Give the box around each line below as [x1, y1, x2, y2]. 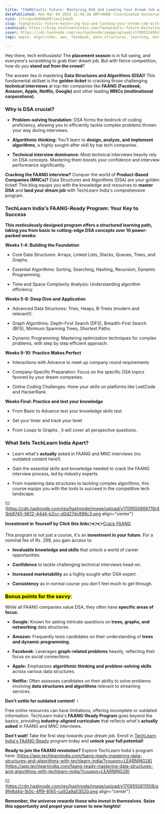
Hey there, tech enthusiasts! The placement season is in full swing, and [5, 52, 151, 58]
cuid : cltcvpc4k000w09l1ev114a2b [5, 16, 74, 21]
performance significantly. [12, 162, 66, 168]
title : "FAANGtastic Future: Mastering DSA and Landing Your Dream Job [5, 7, 155, 12]
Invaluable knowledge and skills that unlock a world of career [12, 547, 139, 553]
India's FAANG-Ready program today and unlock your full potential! [5, 738, 144, 744]
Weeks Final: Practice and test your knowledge [5, 398, 103, 404]
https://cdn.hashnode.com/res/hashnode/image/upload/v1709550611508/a [6, 783, 159, 789]
